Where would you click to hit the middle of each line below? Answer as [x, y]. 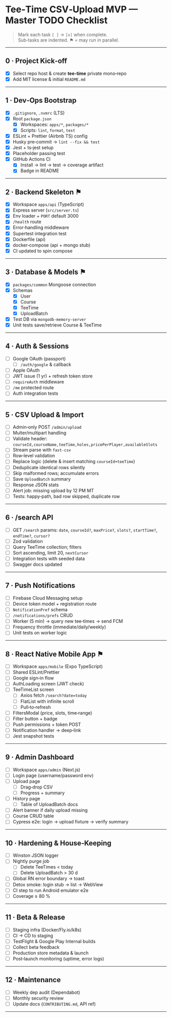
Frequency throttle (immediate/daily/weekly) [59, 627]
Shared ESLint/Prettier [36, 672]
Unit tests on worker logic [40, 633]
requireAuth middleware [38, 382]
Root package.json [32, 119]
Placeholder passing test [39, 153]
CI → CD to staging [33, 935]
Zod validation [28, 541]
